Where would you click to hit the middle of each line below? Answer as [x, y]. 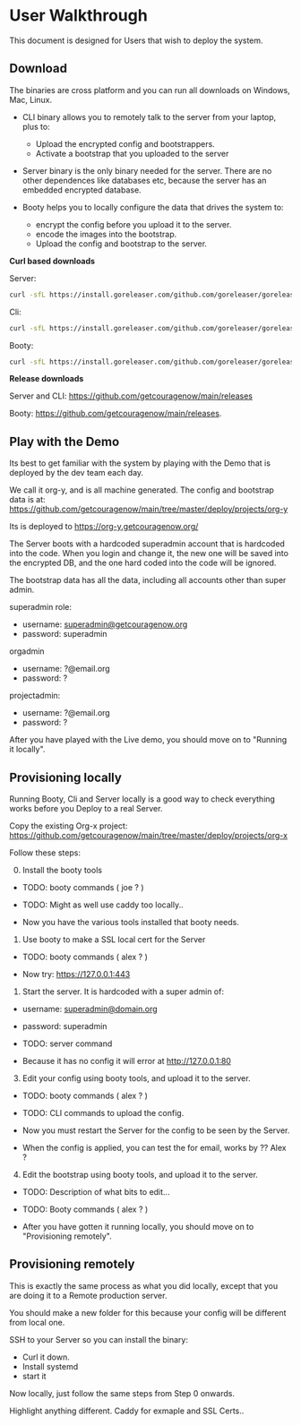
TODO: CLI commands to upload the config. [103, 1113]
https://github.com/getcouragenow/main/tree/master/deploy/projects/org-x [149, 835]
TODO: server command [67, 1043]
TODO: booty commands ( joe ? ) [83, 887]
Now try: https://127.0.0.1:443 [76, 974]
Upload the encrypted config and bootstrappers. [125, 143]
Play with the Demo [64, 441]
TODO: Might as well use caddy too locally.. [103, 905]
